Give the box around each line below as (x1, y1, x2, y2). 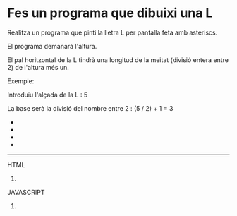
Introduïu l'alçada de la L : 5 (7, 90, 88, 99)
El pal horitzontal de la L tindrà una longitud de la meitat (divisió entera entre (7, 55, 229, 64)
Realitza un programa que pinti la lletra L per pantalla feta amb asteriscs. (7, 28, 218, 37)
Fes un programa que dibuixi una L (7, 5, 213, 21)
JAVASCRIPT (7, 188, 45, 196)
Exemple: (7, 76, 35, 85)
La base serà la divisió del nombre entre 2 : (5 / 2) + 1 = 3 (7, 104, 174, 112)
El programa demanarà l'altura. (7, 42, 97, 50)
